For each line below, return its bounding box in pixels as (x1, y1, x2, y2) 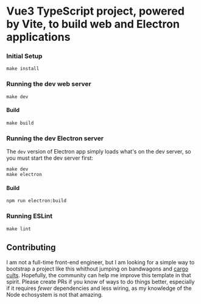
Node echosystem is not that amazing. (6, 291, 104, 298)
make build (6, 120, 34, 126)
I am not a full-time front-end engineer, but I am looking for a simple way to (6, 258, 195, 266)
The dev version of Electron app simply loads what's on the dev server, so (6, 148, 191, 155)
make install (6, 66, 40, 72)
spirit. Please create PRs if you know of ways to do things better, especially (6, 278, 195, 285)
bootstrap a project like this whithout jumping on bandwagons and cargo (6, 265, 189, 272)
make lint (6, 225, 32, 232)
